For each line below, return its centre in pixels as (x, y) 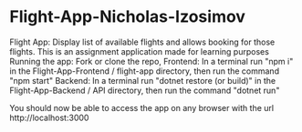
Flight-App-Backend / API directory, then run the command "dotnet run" (145, 90)
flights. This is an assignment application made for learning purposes (139, 51)
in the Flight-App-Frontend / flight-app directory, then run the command (145, 71)
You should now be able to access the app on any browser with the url (142, 107)
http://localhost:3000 (49, 117)
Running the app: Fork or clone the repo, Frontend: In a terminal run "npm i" (151, 61)
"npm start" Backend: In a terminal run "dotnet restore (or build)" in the (143, 80)
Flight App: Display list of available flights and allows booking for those (142, 42)
